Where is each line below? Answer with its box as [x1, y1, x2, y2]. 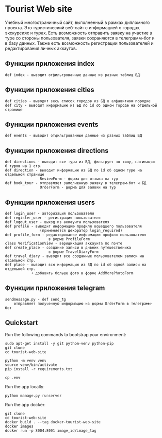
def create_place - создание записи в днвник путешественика [5, 245, 131, 250]
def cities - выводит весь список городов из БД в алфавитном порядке [5, 98, 151, 103]
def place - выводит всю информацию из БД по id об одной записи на [5, 262, 146, 267]
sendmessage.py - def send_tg [5, 297, 66, 302]
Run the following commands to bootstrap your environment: [5, 331, 127, 337]
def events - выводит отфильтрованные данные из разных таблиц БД [5, 133, 142, 138]
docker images [5, 424, 34, 429]
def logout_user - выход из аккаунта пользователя [5, 220, 110, 225]
